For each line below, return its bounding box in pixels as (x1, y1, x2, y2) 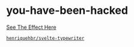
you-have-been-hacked (6, 4, 128, 17)
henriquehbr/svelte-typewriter (6, 35, 85, 41)
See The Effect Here (6, 23, 56, 31)
